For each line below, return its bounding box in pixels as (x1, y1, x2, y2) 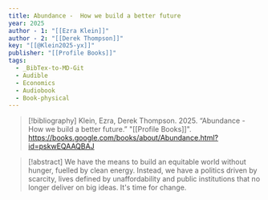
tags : (8, 57, 26, 65)
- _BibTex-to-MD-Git (15, 64, 84, 72)
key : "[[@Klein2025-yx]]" (8, 42, 95, 50)
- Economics (15, 79, 56, 87)
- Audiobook (15, 86, 56, 95)
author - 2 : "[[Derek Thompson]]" (8, 34, 124, 43)
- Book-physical (15, 94, 70, 102)
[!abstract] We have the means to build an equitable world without (27, 157, 246, 167)
